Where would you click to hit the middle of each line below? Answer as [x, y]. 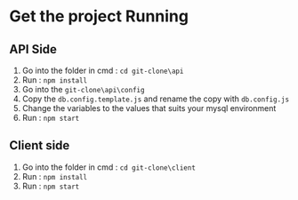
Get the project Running [99, 16]
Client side [40, 145]
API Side [33, 49]
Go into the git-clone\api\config [83, 89]
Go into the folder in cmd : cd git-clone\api [103, 70]
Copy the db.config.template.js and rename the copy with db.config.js [156, 99]
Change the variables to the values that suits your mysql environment [149, 108]
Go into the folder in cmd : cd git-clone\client [109, 167]
